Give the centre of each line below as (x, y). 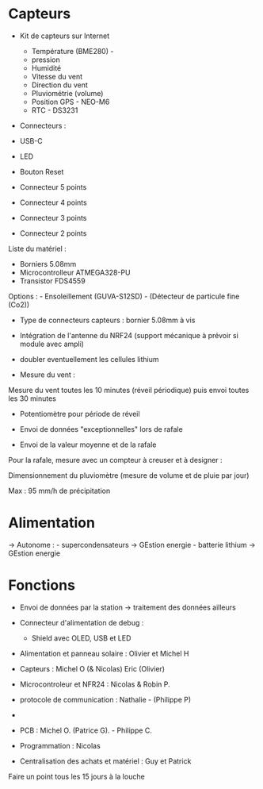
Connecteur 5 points (53, 187)
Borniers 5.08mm (48, 264)
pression (46, 60)
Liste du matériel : (38, 248)
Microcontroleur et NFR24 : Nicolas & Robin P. (95, 684)
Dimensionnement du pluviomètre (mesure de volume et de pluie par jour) (129, 475)
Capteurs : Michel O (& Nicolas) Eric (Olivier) (92, 668)
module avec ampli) (52, 344)
